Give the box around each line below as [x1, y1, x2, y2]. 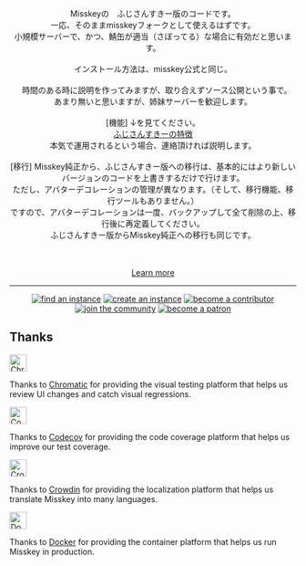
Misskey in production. [9, 546, 96, 557]
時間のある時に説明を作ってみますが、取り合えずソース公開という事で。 [22, 85, 292, 95]
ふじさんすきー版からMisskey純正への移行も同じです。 [49, 230, 257, 240]
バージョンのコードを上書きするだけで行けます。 [61, 173, 245, 183]
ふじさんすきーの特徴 [113, 129, 193, 139]
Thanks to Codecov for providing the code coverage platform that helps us [9, 431, 290, 442]
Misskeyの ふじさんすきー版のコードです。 [69, 8, 237, 19]
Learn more [131, 267, 175, 278]
